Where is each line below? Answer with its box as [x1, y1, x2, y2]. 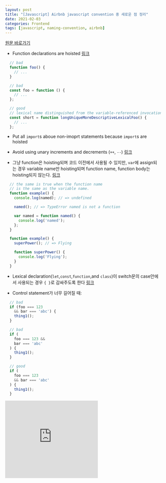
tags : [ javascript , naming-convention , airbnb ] [5, 26, 105, 31]
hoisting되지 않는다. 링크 [12, 172, 61, 178]
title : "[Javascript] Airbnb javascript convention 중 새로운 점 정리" [5, 12, 149, 17]
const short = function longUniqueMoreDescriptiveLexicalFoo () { [9, 115, 147, 120]
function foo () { [9, 65, 45, 70]
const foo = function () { [9, 88, 65, 93]
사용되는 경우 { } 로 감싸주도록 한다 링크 [17, 279, 94, 285]
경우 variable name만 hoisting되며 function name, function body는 [17, 166, 151, 172]
